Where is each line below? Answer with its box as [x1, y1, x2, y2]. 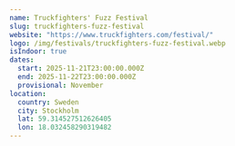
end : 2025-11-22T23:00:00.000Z [17, 73, 137, 82]
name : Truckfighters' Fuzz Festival [9, 13, 148, 23]
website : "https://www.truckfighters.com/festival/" [9, 30, 214, 39]
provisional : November [17, 81, 104, 90]
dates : [9, 55, 35, 64]
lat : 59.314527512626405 [17, 114, 112, 123]
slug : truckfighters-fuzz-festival [9, 22, 145, 31]
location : [9, 89, 47, 98]
